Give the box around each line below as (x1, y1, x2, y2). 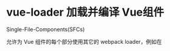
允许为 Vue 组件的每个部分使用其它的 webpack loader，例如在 (6, 38, 162, 45)
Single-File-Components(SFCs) (6, 25, 85, 33)
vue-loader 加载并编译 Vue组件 (6, 5, 165, 19)
